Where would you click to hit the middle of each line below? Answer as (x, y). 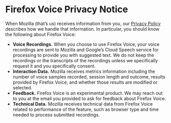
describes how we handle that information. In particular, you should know (82, 29)
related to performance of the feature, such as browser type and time (86, 109)
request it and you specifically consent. (54, 66)
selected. (22, 87)
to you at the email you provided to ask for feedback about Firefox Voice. (89, 99)
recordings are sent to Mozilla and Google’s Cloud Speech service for (86, 50)
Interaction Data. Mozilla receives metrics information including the (84, 71)
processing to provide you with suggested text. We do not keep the (83, 55)
